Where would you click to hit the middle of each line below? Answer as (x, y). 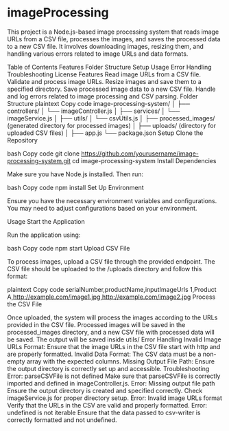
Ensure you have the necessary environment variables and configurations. (112, 200)
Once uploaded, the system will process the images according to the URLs (112, 317)
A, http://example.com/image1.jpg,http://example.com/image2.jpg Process (111, 297)
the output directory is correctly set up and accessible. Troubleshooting (108, 368)
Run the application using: (44, 235)
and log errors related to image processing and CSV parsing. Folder (103, 96)
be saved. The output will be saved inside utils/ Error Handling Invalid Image (114, 339)
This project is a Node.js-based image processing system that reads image (113, 32)
